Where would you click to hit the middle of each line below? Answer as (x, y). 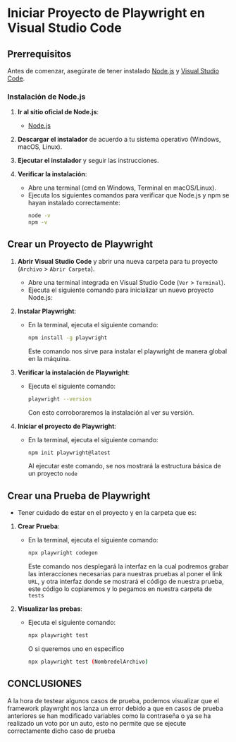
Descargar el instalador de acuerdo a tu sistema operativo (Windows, (119, 140)
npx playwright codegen (63, 553)
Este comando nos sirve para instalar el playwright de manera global (128, 351)
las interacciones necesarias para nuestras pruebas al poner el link (125, 574)
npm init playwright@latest (69, 453)
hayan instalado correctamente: (74, 203)
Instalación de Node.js (46, 97)
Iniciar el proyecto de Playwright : (67, 426)
